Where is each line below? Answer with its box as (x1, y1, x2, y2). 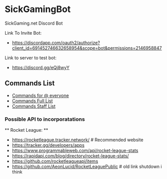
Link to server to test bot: (5, 54, 57, 61)
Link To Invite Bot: (5, 30, 42, 36)
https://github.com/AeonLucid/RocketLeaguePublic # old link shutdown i (12, 163, 162, 169)
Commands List (5, 79, 55, 87)
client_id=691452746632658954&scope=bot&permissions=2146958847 (12, 45, 162, 51)
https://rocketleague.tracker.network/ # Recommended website (12, 137, 143, 143)
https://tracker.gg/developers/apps (12, 142, 85, 148)
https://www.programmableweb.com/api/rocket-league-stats (12, 147, 138, 154)
